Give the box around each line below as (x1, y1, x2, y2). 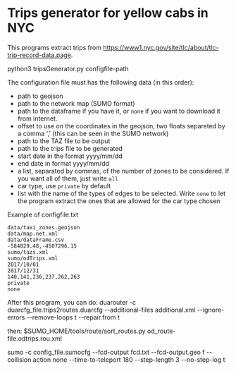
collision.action (7, 355, 51, 364)
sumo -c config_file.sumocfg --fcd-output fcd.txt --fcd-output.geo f (7, 348, 205, 356)
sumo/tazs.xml (7, 248, 49, 255)
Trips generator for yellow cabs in (7, 5, 209, 21)
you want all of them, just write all (17, 174, 118, 183)
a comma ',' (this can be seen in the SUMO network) (17, 129, 169, 138)
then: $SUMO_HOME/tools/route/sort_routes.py (7, 327, 146, 335)
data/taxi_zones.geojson (7, 224, 80, 231)
